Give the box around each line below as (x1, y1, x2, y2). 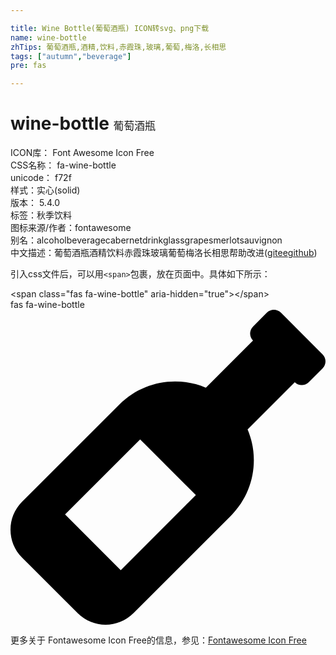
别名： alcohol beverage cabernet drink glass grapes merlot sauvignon (10, 234, 283, 246)
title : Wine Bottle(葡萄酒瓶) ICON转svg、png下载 (10, 23, 210, 33)
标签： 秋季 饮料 (10, 209, 72, 221)
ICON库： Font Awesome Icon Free (10, 147, 155, 159)
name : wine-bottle (10, 32, 87, 43)
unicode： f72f (10, 172, 72, 184)
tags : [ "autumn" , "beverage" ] (10, 51, 132, 61)
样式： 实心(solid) (10, 184, 81, 196)
